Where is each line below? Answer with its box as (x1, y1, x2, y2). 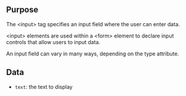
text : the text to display (14, 83, 73, 90)
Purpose (6, 5, 39, 15)
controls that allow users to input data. (6, 38, 101, 45)
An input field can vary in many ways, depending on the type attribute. (6, 50, 179, 57)
